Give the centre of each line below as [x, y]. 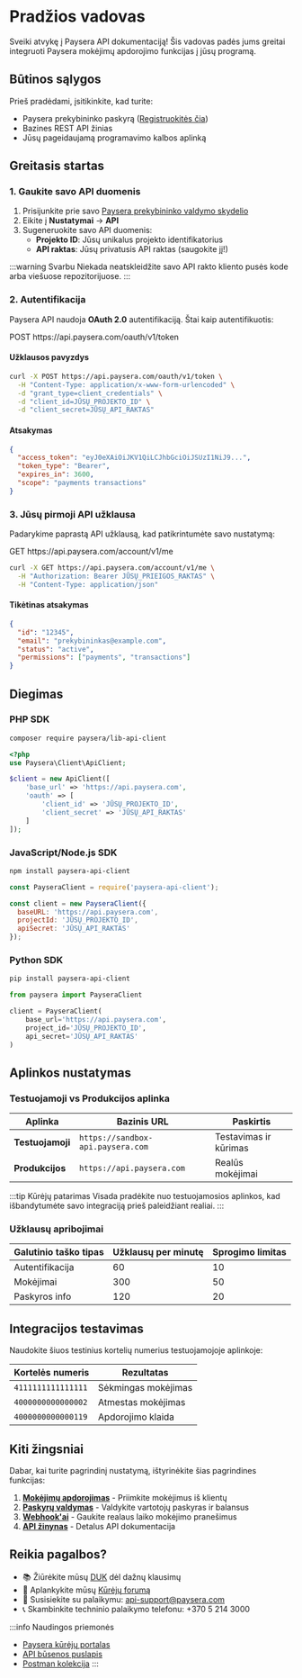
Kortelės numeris [52, 1373]
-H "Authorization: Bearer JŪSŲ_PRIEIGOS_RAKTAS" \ [116, 576]
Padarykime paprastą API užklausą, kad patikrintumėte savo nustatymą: [142, 534]
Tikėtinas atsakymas [49, 605]
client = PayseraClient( [56, 1011]
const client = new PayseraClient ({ [78, 903]
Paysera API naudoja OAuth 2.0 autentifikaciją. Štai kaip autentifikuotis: [142, 319]
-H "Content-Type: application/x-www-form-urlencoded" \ [126, 384]
